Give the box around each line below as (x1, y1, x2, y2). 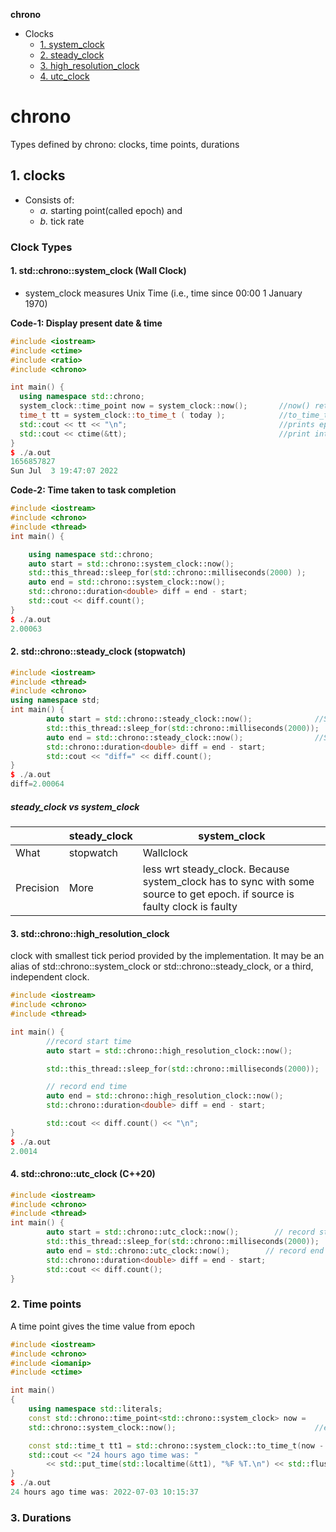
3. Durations (10, 1510, 72, 1524)
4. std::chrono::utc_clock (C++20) (10, 1168, 156, 1180)
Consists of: (24, 194, 75, 206)
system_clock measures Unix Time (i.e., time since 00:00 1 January (24, 287, 303, 299)
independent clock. (10, 971, 90, 983)
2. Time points (10, 1297, 82, 1311)
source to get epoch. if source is (142, 887, 295, 901)
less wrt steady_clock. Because (142, 862, 290, 876)
